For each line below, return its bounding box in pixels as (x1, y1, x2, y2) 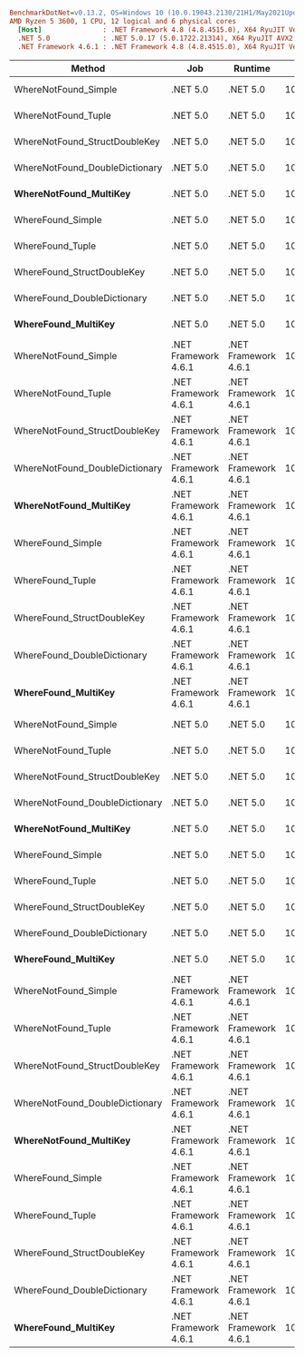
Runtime (233, 63, 271, 75)
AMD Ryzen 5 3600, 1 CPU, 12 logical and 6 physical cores (9, 16, 237, 25)
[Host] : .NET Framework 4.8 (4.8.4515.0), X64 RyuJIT (17, 24, 285, 34)
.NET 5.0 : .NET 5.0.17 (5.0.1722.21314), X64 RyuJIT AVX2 (17, 34, 294, 43)
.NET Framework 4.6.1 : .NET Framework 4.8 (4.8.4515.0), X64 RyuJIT (17, 42, 285, 51)
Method (71, 63, 106, 75)
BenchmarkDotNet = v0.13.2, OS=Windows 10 (9, 8, 165, 17)
